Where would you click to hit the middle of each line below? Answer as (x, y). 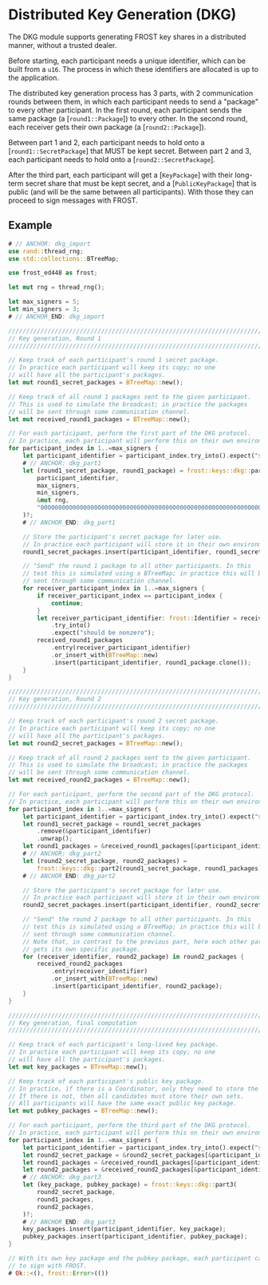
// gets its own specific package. (82, 949)
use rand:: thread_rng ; (46, 251)
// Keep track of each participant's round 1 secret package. (114, 361)
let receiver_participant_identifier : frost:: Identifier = (137, 618)
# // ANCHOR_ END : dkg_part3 (69, 1222)
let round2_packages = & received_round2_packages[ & (110, 1170)
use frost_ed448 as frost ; (53, 273)
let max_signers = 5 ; (44, 302)
